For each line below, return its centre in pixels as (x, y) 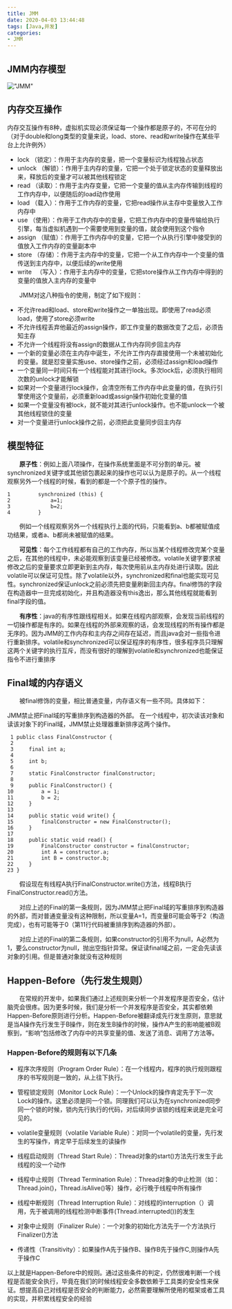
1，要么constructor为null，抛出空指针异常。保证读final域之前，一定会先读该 (115, 948)
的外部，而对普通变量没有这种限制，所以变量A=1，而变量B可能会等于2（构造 (116, 916)
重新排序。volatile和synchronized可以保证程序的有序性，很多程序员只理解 (118, 642)
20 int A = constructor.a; (58, 852)
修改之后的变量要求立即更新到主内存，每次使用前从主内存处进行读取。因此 (113, 567)
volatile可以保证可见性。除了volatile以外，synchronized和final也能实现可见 (113, 575)
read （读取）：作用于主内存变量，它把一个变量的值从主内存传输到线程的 (120, 185)
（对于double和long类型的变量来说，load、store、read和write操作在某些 (110, 136)
